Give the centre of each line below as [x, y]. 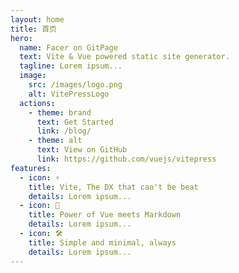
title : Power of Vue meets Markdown [105, 215]
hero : [21, 38]
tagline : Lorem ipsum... [71, 66]
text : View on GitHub [82, 150]
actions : [37, 103]
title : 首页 [33, 29]
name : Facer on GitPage [68, 47]
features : [31, 168]
